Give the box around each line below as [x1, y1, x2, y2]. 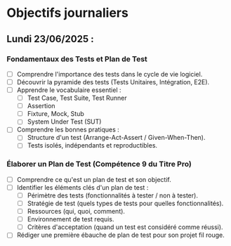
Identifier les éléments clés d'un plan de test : [16, 183, 149, 191]
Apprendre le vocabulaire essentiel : [16, 86, 121, 94]
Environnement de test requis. [27, 215, 114, 224]
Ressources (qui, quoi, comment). [27, 207, 126, 216]
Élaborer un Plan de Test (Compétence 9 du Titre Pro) [6, 160, 192, 169]
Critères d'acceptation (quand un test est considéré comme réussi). [27, 223, 223, 231]
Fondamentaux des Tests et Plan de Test [6, 54, 148, 64]
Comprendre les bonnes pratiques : [16, 125, 120, 134]
